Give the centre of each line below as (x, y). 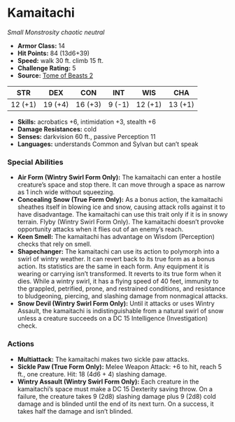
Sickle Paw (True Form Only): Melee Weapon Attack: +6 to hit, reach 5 (120, 366)
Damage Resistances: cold (57, 129)
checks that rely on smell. (55, 244)
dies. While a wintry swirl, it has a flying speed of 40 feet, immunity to (118, 282)
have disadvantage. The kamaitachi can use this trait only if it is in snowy (122, 214)
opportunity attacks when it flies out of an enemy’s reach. (100, 229)
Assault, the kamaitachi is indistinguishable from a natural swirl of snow (120, 311)
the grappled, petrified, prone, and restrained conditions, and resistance (121, 289)
